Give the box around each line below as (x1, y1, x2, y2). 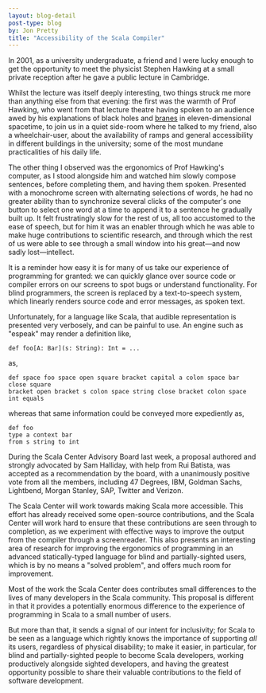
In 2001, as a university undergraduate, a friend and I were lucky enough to (8, 56, 254, 65)
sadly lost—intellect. (8, 248, 75, 257)
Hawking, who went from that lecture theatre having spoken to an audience (8, 105, 255, 115)
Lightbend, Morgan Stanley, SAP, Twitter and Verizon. (8, 486, 184, 495)
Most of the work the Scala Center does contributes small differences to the (8, 585, 256, 594)
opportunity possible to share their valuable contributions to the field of (8, 668, 241, 677)
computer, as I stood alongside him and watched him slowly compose (8, 171, 237, 181)
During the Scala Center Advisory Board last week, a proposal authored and (8, 452, 256, 462)
